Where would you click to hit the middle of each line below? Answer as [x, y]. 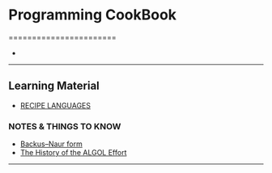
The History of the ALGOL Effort [73, 153]
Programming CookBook [92, 15]
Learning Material [54, 86]
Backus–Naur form [51, 144]
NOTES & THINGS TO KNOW [65, 126]
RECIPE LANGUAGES [55, 105]
